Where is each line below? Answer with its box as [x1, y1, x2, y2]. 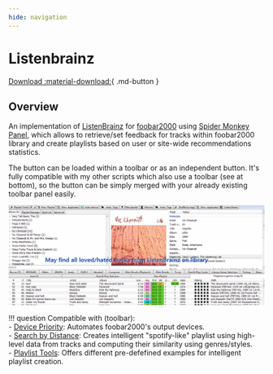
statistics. [8, 147, 41, 157]
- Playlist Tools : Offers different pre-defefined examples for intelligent [8, 347, 241, 358]
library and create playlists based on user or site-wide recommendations [8, 139, 252, 148]
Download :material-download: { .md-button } [8, 76, 160, 86]
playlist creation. [8, 356, 64, 366]
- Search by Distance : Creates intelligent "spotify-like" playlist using [8, 330, 236, 340]
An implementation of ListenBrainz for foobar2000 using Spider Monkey [8, 121, 250, 131]
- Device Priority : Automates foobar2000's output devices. [8, 322, 206, 332]
